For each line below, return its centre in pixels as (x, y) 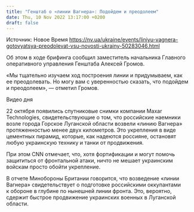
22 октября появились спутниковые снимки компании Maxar (84, 111)
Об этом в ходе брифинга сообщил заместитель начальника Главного (96, 58)
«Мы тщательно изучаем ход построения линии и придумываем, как (95, 76)
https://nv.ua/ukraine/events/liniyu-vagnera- (124, 40)
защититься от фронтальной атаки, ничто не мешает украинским (90, 161)
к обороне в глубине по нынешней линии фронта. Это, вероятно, (89, 191)
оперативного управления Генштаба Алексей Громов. (76, 64)
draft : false (22, 23)
